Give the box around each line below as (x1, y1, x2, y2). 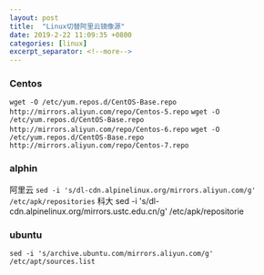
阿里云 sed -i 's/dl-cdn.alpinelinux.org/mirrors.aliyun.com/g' (9, 184, 257, 195)
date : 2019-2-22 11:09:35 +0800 (9, 30, 132, 39)
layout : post (9, 13, 59, 23)
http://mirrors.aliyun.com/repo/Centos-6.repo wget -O (9, 125, 220, 135)
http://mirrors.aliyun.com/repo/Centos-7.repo (9, 141, 189, 150)
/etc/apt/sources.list (9, 257, 96, 267)
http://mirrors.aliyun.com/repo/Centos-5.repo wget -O (9, 107, 220, 117)
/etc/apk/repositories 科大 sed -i (9, 195, 138, 206)
